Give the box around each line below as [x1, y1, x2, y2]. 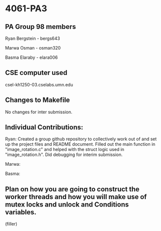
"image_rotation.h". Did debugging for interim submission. [5, 152, 123, 157]
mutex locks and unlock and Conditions [5, 200, 129, 208]
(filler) [5, 221, 17, 227]
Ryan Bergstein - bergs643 [5, 35, 60, 41]
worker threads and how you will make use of [5, 192, 147, 201]
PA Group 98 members [5, 23, 76, 31]
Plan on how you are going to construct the [5, 185, 140, 193]
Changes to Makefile [5, 96, 70, 104]
